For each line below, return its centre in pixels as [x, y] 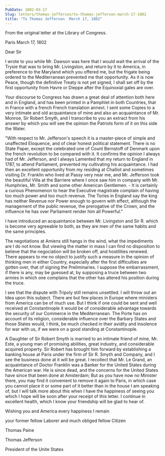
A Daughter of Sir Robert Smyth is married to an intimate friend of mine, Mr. [82, 339]
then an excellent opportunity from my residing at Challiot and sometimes [80, 170]
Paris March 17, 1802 [26, 42]
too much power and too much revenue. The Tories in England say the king [81, 196]
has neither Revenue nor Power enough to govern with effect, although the [81, 201]
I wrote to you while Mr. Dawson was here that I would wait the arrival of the [82, 62]
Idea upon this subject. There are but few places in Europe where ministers [81, 298]
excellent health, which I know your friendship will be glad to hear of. [75, 402]
